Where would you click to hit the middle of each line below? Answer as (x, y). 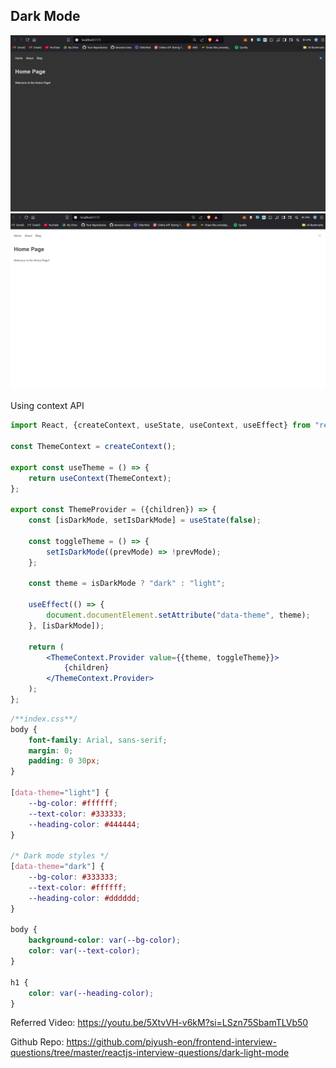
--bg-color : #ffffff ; (73, 803)
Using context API (47, 406)
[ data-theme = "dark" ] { (57, 867)
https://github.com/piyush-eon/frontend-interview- (172, 1042)
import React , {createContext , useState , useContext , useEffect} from (160, 425)
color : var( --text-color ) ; (84, 951)
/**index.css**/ (44, 719)
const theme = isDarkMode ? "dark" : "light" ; (127, 584)
